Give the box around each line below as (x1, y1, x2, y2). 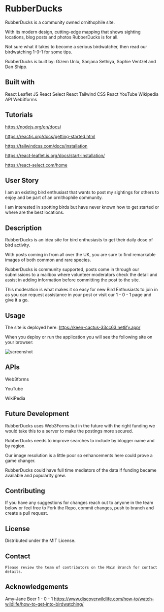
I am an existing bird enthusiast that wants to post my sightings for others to (5, 190, 159, 195)
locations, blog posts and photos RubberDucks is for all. (5, 34, 119, 40)
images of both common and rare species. (5, 257, 91, 263)
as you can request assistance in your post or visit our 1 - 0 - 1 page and (5, 292, 152, 298)
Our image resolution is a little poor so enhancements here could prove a (5, 452, 153, 458)
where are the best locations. (5, 209, 65, 215)
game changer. (5, 458, 36, 463)
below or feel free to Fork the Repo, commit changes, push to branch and (5, 505, 154, 511)
